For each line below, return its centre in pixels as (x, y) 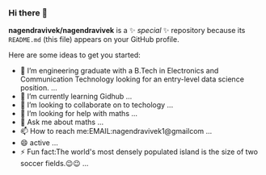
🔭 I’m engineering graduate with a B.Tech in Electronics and (119, 71)
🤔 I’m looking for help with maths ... (79, 114)
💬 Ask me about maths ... (61, 122)
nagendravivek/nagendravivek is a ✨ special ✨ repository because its (127, 31)
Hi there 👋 (28, 13)
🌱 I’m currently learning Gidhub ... (76, 97)
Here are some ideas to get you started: (75, 55)
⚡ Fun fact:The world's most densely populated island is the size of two (139, 152)
